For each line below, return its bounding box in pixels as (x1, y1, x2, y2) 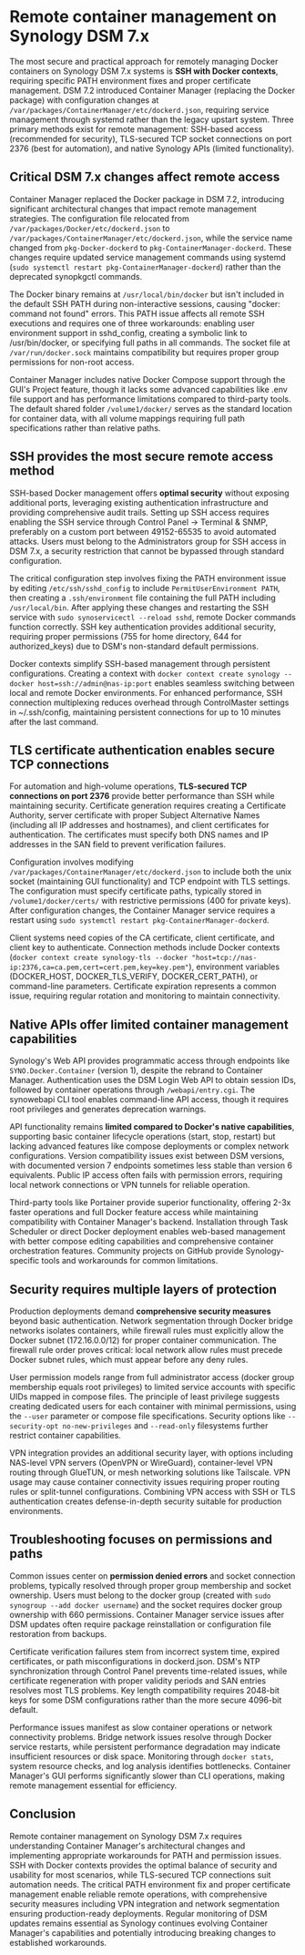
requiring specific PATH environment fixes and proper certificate (9, 75, 251, 86)
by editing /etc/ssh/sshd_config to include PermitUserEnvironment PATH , (9, 582, 280, 593)
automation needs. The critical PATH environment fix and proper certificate (9, 1878, 291, 1889)
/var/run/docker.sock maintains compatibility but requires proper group (9, 346, 280, 357)
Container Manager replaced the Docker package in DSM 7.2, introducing (9, 193, 285, 204)
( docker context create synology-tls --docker (9, 952, 188, 963)
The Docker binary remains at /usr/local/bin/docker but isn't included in (9, 289, 285, 300)
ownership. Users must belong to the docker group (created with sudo (9, 1590, 271, 1601)
